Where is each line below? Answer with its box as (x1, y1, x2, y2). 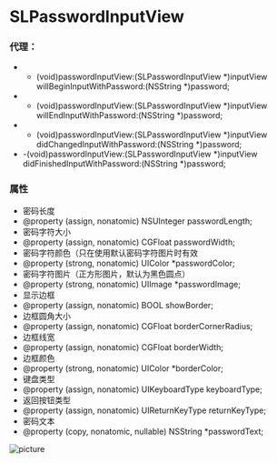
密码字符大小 (22, 226, 71, 237)
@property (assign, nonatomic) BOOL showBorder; (22, 299, 213, 310)
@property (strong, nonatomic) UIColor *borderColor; (22, 362, 224, 374)
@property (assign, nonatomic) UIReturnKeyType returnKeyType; (22, 405, 266, 416)
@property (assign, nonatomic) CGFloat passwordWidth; (22, 237, 236, 247)
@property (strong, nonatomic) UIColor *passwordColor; (22, 257, 235, 268)
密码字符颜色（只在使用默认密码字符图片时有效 (22, 247, 198, 258)
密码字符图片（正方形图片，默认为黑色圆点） (22, 268, 191, 279)
